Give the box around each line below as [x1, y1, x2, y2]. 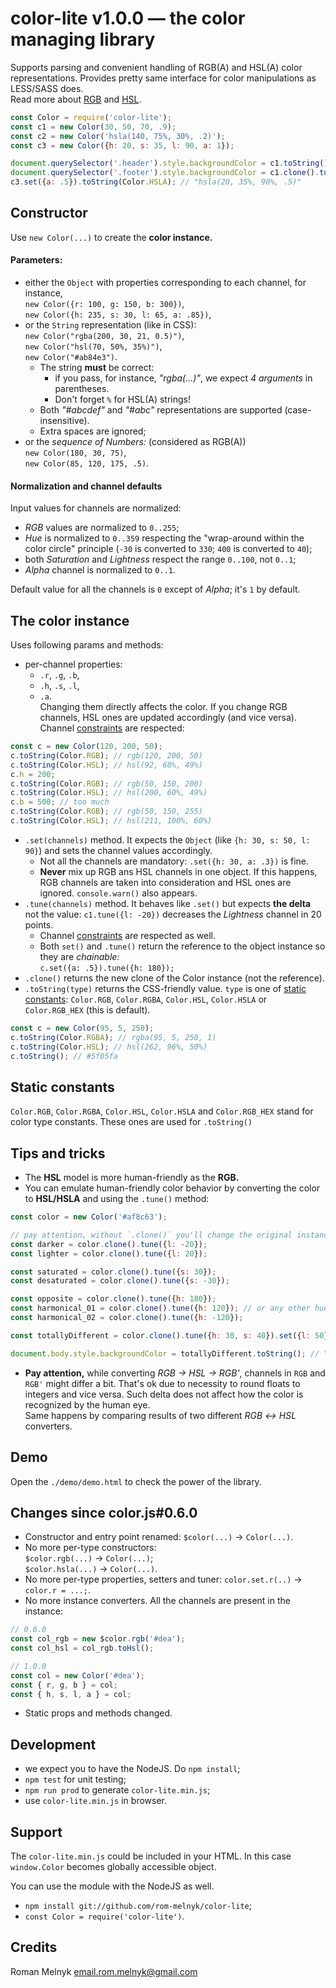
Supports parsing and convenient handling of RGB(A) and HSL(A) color [10, 61, 303, 73]
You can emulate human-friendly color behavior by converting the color [24, 1182, 321, 1194]
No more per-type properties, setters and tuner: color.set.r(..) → [24, 1573, 303, 1586]
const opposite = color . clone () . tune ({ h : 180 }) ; [10, 1294, 217, 1304]
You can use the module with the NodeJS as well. [10, 1880, 215, 1892]
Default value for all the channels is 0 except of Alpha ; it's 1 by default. [10, 583, 301, 596]
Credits [10, 1939, 58, 1956]
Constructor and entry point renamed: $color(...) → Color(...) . [24, 1531, 294, 1543]
